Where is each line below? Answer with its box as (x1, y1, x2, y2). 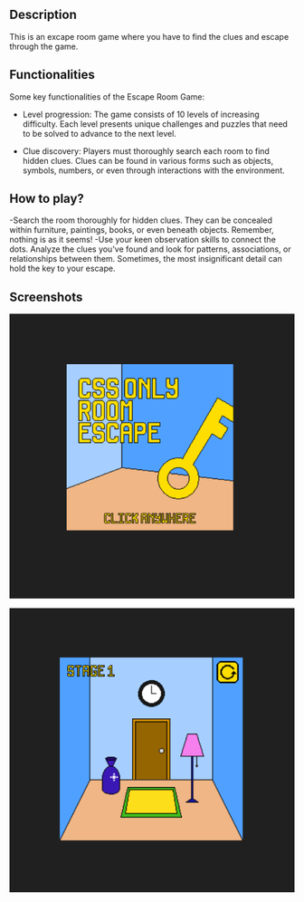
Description (9, 7, 77, 23)
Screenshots (9, 289, 83, 304)
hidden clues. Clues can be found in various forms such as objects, (22, 155, 274, 166)
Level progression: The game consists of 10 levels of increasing (22, 109, 260, 120)
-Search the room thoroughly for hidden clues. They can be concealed (9, 215, 273, 225)
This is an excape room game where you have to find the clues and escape (9, 31, 290, 42)
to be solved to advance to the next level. (22, 128, 176, 139)
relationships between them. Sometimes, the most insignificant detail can (9, 254, 282, 264)
